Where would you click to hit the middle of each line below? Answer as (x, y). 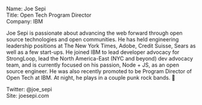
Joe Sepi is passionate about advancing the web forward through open (94, 33)
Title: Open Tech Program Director (49, 15)
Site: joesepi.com (28, 96)
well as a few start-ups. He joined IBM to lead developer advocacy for (93, 52)
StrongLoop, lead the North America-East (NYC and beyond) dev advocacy (100, 58)
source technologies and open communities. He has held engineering (93, 39)
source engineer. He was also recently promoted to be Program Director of (99, 71)
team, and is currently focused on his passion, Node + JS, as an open (93, 65)
